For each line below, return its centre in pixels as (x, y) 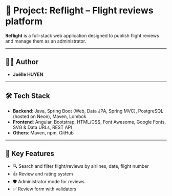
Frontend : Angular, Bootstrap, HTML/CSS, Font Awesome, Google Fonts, (89, 122)
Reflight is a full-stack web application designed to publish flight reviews (82, 35)
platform (24, 21)
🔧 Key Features (30, 153)
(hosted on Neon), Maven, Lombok (49, 116)
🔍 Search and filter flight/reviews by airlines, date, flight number (81, 166)
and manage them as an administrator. (46, 41)
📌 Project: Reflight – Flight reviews (79, 11)
